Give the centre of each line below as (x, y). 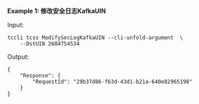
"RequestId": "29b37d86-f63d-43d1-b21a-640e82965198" (112, 82)
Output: (18, 57)
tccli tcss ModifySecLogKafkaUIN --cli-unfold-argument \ (95, 38)
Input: (16, 25)
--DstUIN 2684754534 (50, 44)
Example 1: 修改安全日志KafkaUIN (57, 11)
